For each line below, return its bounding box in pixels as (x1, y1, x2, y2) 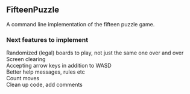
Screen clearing (6, 56, 46, 63)
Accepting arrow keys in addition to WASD (6, 62, 112, 69)
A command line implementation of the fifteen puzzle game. (6, 20, 155, 28)
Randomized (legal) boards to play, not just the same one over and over (6, 49, 184, 56)
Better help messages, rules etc (6, 68, 86, 75)
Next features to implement (6, 35, 89, 44)
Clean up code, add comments (6, 81, 83, 89)
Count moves (6, 75, 40, 82)
